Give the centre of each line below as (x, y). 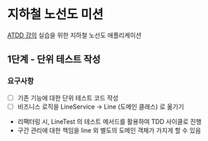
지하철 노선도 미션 (55, 14)
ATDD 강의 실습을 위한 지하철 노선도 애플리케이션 (75, 35)
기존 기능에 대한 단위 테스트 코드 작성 (68, 98)
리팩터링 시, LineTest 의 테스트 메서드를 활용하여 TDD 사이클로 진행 (109, 121)
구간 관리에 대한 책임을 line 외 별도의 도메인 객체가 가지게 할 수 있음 (109, 130)
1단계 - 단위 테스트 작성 (54, 59)
